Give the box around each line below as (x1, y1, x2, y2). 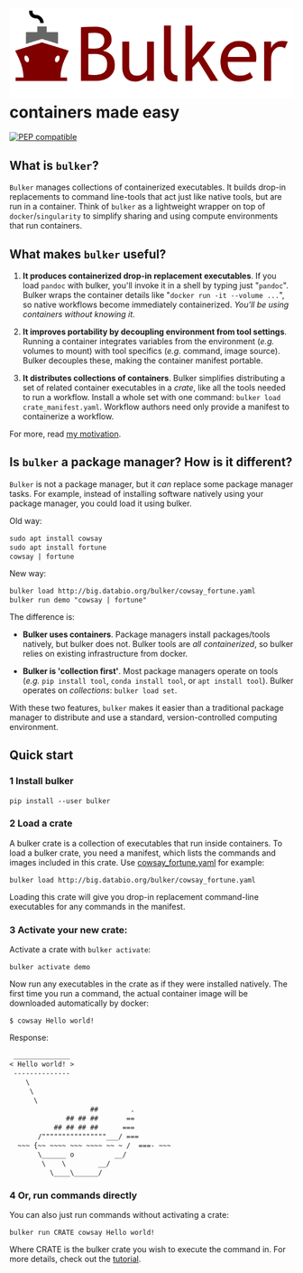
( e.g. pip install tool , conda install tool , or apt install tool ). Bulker (22, 675, 294, 686)
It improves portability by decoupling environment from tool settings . (22, 326, 287, 337)
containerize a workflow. (22, 411, 115, 422)
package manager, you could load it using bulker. (9, 498, 192, 509)
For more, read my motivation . (9, 428, 122, 440)
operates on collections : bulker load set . (22, 685, 178, 696)
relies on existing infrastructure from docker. (22, 648, 188, 659)
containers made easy (9, 102, 180, 122)
